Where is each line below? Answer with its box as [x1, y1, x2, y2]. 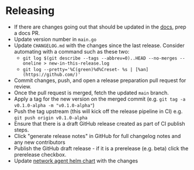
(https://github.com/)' [22, 72, 81, 77]
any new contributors [13, 139, 65, 146]
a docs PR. [13, 29, 40, 36]
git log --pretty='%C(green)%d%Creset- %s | [22, 66, 133, 72]
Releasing [5, 4, 55, 17]
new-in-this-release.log [49, 60, 109, 66]
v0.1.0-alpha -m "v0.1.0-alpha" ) [13, 101, 95, 108]
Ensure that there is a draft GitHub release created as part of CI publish [13, 120, 185, 127]
